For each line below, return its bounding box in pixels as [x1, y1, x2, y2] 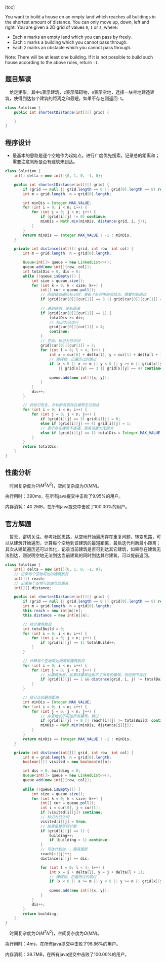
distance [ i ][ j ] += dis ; [40, 856, 90, 861]
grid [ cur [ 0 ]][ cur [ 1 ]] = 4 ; [49, 325, 105, 330]
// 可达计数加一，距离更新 [40, 847, 88, 852]
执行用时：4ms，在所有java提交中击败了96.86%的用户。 [5, 941, 121, 947]
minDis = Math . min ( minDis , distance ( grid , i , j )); [40, 219, 147, 224]
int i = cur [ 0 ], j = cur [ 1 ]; [40, 805, 100, 811]
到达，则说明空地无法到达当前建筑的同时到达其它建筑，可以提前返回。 [9, 552, 152, 558]
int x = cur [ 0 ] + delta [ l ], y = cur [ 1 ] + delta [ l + [49, 352, 158, 357]
